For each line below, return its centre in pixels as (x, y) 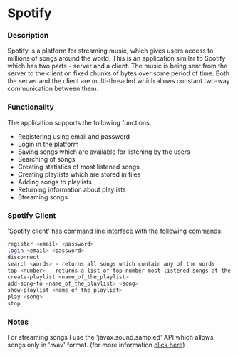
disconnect (24, 257)
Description (28, 36)
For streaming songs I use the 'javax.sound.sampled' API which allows (110, 337)
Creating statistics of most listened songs (79, 167)
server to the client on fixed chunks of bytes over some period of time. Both (119, 73)
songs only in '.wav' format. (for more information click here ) (96, 345)
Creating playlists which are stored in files (79, 174)
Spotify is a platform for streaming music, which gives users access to (110, 51)
